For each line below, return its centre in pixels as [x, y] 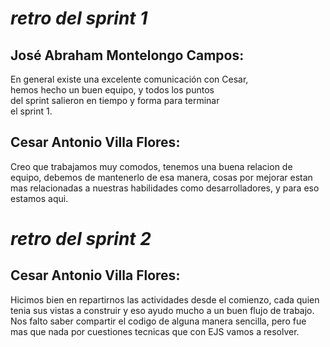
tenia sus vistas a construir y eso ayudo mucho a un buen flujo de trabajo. [162, 310]
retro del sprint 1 [79, 18]
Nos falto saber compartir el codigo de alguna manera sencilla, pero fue [158, 321]
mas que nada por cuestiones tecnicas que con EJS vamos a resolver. [155, 331]
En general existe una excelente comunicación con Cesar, [129, 79]
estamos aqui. [39, 198]
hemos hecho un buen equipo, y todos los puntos [112, 90]
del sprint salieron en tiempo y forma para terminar [115, 100]
